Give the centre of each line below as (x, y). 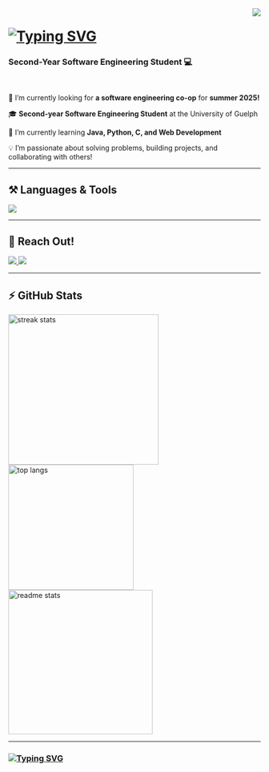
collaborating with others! (50, 157)
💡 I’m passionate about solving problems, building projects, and (113, 148)
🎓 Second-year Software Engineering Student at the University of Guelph (133, 114)
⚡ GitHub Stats (45, 295)
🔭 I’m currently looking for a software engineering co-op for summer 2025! (134, 98)
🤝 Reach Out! (41, 241)
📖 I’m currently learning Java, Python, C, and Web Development (115, 132)
